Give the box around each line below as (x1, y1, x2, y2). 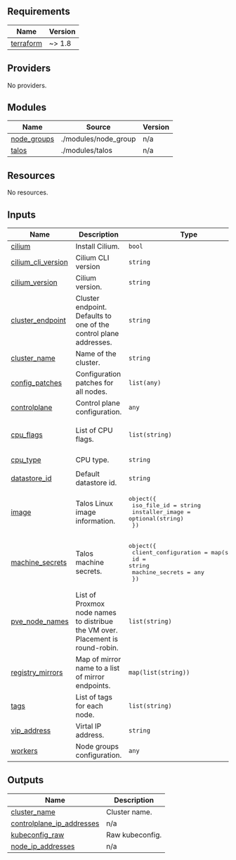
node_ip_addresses (11, 841, 75, 851)
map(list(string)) (129, 668, 190, 677)
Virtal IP (75, 721, 102, 731)
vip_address (11, 725, 51, 735)
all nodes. (75, 387, 107, 397)
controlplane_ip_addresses (11, 818, 100, 828)
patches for (75, 378, 114, 388)
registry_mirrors (11, 668, 63, 678)
